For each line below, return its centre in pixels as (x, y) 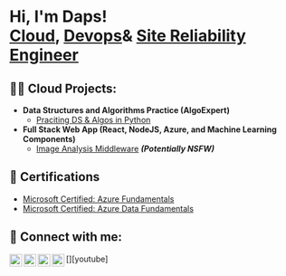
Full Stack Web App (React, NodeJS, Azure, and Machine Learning (150, 129)
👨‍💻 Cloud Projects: (63, 88)
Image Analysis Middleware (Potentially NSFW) (125, 148)
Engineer (44, 55)
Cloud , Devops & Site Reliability (128, 36)
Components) (49, 139)
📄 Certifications (55, 177)
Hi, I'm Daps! (58, 17)
